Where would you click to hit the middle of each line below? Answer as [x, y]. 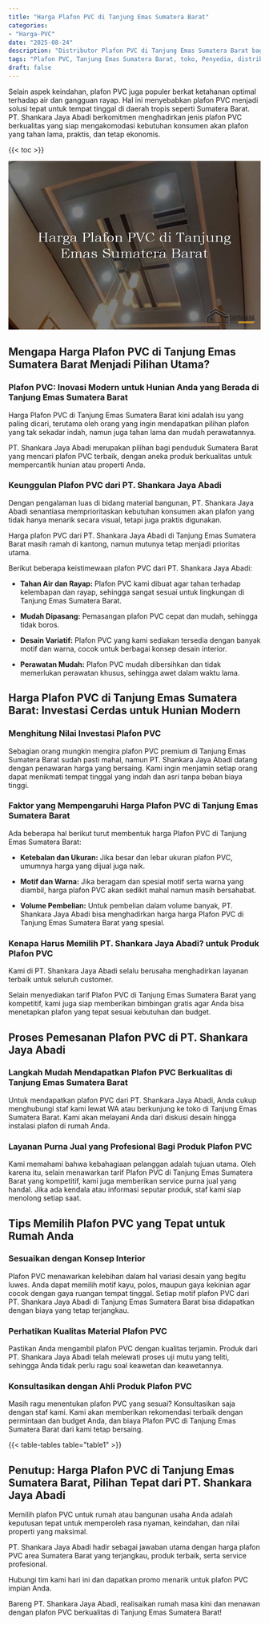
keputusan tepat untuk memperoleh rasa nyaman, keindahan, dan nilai [124, 1523]
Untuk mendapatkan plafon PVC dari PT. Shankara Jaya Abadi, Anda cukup [132, 1100]
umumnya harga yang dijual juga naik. [82, 866]
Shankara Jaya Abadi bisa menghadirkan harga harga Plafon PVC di [132, 914]
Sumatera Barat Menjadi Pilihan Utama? [109, 365]
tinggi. [19, 785]
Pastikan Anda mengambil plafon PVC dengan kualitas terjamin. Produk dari [133, 1349]
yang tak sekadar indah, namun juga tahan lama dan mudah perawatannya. [132, 432]
